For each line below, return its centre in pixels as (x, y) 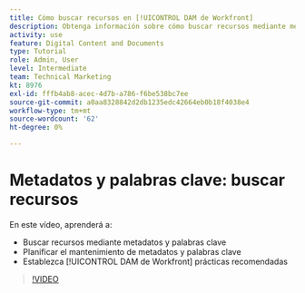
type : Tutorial (38, 52)
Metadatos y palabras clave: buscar (148, 180)
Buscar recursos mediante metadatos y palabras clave (124, 242)
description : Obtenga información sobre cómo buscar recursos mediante (148, 26)
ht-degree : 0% (36, 128)
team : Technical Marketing (60, 77)
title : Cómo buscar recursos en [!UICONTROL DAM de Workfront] (132, 18)
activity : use (36, 34)
